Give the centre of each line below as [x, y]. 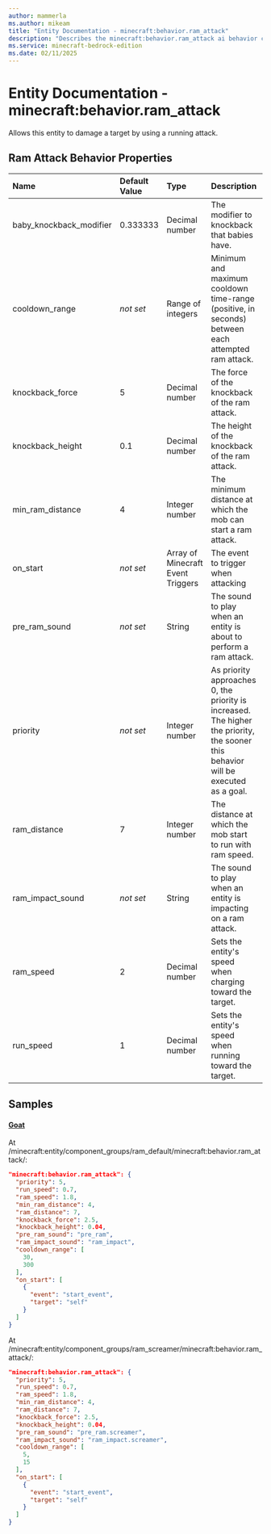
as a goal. [229, 790]
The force [229, 372]
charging [227, 982]
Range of [184, 304]
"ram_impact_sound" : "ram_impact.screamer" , [92, 1440]
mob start [229, 834]
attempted [230, 349]
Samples [31, 1104]
